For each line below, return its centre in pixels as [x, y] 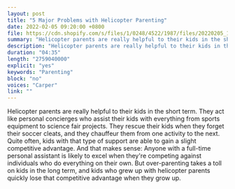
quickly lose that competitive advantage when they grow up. [94, 178]
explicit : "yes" [31, 66]
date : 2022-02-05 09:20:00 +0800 [56, 27]
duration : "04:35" [34, 53]
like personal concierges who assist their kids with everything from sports [114, 119]
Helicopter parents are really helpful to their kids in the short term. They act [116, 112]
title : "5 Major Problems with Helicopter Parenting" [87, 20]
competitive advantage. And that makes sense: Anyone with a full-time [109, 149]
